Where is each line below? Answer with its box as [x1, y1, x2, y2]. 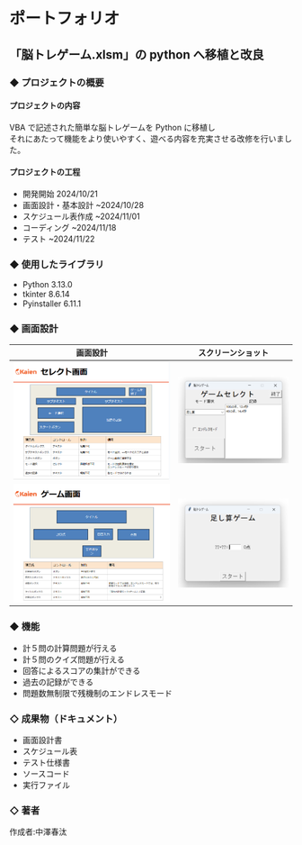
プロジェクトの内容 [9, 100, 81, 111]
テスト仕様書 [22, 758, 70, 768]
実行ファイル [22, 780, 70, 791]
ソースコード [22, 768, 70, 779]
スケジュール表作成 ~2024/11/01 [22, 211, 141, 222]
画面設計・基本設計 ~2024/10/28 [22, 199, 145, 210]
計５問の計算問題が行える [22, 642, 118, 653]
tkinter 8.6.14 [22, 289, 70, 300]
